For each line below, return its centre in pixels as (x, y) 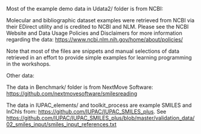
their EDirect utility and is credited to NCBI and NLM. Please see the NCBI (97, 27)
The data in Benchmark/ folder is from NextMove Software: (80, 87)
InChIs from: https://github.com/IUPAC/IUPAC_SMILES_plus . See (86, 111)
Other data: (20, 75)
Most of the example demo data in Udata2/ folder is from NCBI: (85, 9)
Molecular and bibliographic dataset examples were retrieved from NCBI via (101, 20)
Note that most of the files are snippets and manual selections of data (93, 51)
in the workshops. (29, 64)
